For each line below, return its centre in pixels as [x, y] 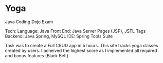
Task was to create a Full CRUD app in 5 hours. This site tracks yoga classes [81, 45]
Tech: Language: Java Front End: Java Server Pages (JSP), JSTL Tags [75, 31]
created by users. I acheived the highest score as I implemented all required [81, 50]
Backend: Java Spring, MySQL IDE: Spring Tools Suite [59, 36]
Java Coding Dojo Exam [29, 22]
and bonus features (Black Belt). [37, 55]
